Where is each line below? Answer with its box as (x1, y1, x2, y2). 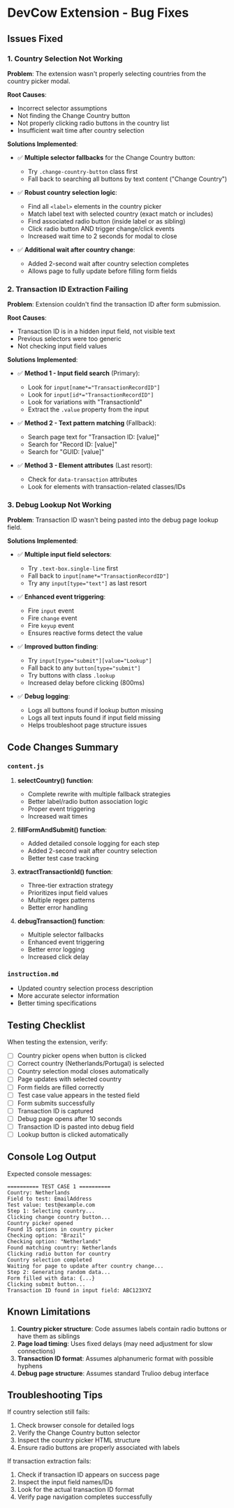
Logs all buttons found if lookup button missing (27, 706, 163, 715)
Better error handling (27, 903, 89, 912)
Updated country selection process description (17, 984, 154, 993)
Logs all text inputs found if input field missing (27, 714, 161, 722)
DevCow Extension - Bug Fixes (7, 5, 189, 21)
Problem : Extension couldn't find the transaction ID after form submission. (7, 300, 221, 309)
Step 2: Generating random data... (7, 1268, 111, 1275)
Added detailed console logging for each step (27, 840, 160, 848)
